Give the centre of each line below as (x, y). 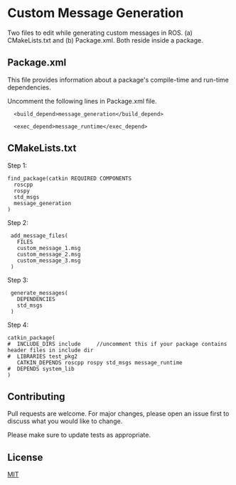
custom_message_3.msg (49, 261)
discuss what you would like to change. (65, 421)
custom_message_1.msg (49, 248)
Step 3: (18, 280)
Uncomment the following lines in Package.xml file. (82, 101)
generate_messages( (39, 293)
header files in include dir (50, 350)
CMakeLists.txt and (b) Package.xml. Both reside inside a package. (106, 40)
